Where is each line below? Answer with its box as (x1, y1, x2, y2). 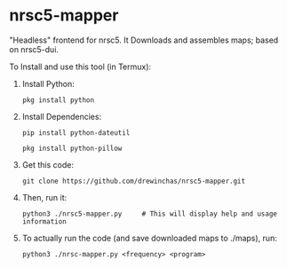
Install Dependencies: (21, 111, 102, 122)
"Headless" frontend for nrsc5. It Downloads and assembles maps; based (9, 35, 279, 45)
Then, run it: (21, 192, 68, 202)
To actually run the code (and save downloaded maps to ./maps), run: (21, 233, 277, 243)
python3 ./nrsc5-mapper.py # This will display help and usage (21, 209, 277, 218)
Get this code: (21, 159, 74, 169)
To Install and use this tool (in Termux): (9, 61, 152, 72)
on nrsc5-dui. (9, 43, 60, 54)
